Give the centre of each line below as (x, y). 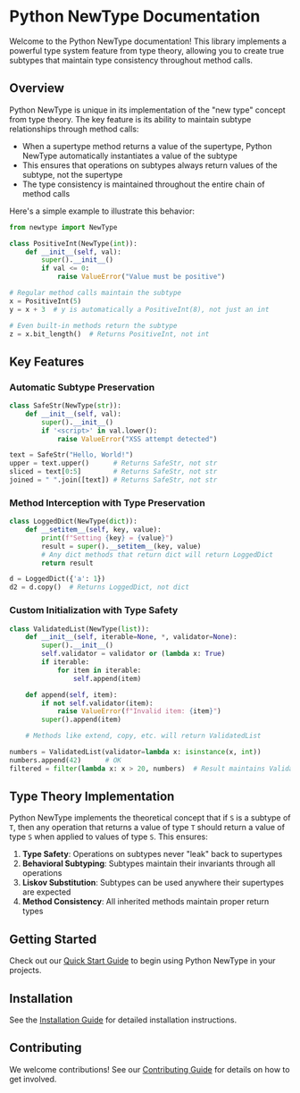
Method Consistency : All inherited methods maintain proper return (146, 902)
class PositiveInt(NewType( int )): (74, 243)
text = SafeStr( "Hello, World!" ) (71, 455)
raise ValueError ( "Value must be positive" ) (141, 277)
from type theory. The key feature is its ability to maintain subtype (130, 119)
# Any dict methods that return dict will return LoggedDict (158, 555)
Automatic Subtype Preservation (82, 387)
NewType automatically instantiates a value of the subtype (130, 156)
